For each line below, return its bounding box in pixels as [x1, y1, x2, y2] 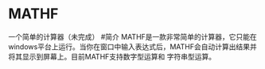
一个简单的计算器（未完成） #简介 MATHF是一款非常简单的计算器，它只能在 [8, 32, 257, 41]
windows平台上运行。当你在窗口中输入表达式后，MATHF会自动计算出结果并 [8, 41, 257, 52]
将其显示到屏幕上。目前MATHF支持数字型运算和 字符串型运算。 [8, 52, 216, 61]
